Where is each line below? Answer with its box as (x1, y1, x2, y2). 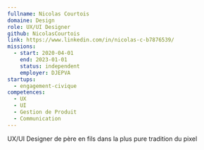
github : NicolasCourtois (7, 30, 80, 37)
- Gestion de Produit (13, 108, 77, 115)
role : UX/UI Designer (7, 23, 71, 30)
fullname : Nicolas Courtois (7, 10, 90, 18)
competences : (7, 89, 46, 96)
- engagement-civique (13, 82, 77, 89)
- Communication (13, 115, 61, 122)
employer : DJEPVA (20, 69, 71, 76)
